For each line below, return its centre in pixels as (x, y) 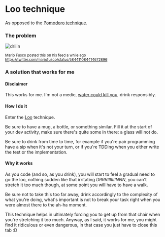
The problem (21, 36)
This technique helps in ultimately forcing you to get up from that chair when (83, 214)
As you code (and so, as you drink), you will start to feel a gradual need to (80, 174)
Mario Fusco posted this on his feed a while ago (46, 55)
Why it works (19, 163)
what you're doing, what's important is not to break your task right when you (83, 199)
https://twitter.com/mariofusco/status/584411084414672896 (56, 60)
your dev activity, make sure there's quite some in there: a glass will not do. (82, 132)
